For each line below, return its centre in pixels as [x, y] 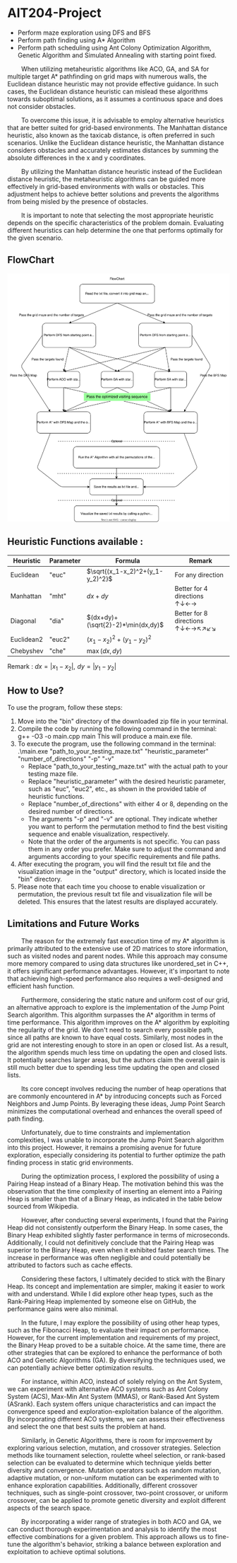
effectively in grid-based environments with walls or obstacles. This [106, 186]
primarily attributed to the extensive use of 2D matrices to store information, [118, 948]
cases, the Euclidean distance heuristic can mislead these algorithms [108, 91]
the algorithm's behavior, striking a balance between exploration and [122, 1544]
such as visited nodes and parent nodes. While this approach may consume [117, 956]
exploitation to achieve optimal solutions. [67, 1552]
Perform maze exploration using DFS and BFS [84, 33]
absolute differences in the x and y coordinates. [77, 158]
